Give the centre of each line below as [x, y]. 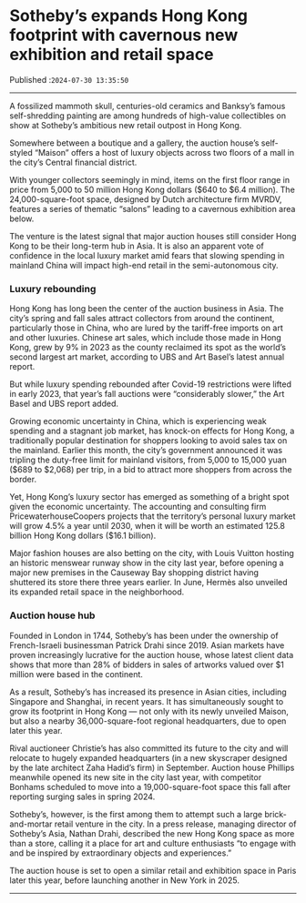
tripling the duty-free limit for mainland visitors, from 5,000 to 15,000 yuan [148, 460]
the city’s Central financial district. [73, 162]
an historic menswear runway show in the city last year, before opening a [147, 563]
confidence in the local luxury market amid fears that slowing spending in [147, 255]
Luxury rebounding [53, 289]
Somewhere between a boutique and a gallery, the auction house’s [134, 143]
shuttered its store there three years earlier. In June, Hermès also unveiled [149, 583]
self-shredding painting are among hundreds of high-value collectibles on [148, 116]
